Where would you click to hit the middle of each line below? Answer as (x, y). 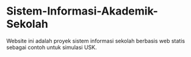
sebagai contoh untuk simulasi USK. (52, 47)
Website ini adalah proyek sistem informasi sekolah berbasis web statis (95, 41)
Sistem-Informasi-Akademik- (82, 11)
